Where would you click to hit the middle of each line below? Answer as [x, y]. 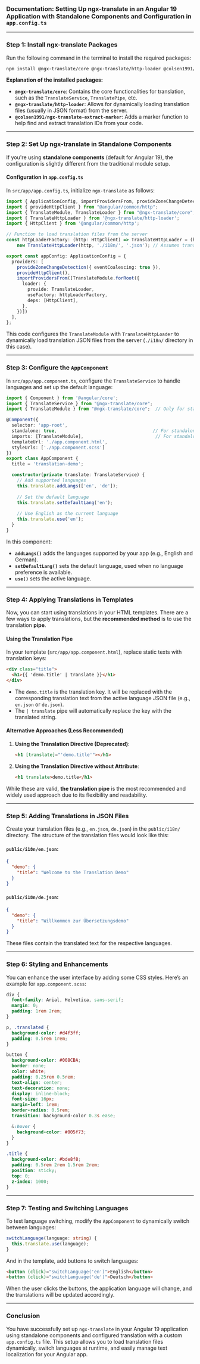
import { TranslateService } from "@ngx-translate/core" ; [79, 403]
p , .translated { [28, 1027]
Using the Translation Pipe [40, 639]
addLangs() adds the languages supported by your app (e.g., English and [104, 553]
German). [26, 560]
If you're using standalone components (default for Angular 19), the [90, 157]
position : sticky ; [35, 1171]
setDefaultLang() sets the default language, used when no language [99, 566]
